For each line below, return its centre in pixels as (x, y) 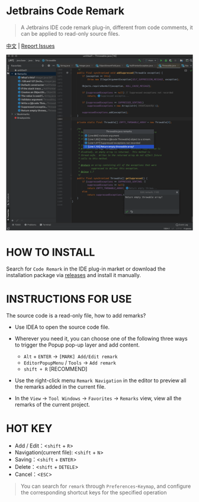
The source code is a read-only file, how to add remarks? (76, 316)
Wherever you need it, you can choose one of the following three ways (101, 339)
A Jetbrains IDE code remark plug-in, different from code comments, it (107, 27)
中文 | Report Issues (31, 46)
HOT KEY (29, 429)
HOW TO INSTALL (51, 252)
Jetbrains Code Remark (65, 11)
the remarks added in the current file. (60, 387)
